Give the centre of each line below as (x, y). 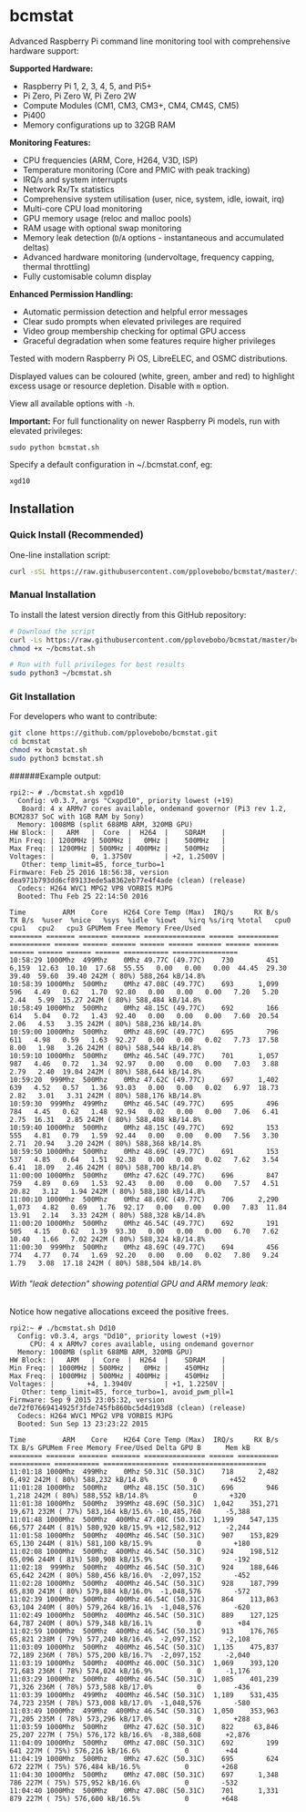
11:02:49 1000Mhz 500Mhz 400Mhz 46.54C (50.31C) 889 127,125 (144, 1616)
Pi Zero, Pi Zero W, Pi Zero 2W (79, 96)
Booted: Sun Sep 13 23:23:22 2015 (83, 1424)
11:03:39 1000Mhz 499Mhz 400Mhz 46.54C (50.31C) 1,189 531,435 (144, 1695)
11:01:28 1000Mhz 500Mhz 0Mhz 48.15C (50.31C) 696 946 (144, 1488)
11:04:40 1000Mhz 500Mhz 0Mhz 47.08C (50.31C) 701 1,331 (144, 1791)
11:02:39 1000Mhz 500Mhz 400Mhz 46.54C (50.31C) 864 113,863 (144, 1600)
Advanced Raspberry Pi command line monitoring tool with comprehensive (150, 41)
